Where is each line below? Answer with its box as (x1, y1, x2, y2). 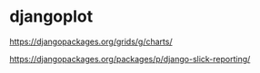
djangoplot (9, 6, 94, 27)
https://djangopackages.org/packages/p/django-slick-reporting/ (9, 53, 251, 64)
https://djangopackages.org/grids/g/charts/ (9, 36, 173, 47)
